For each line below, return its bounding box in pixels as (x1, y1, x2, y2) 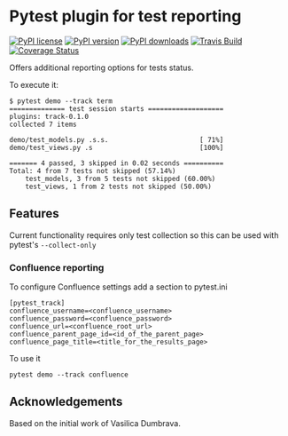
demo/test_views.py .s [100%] (9, 143, 224, 152)
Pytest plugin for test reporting (9, 6, 242, 27)
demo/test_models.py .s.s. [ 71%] (9, 135, 224, 144)
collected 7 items (9, 120, 77, 129)
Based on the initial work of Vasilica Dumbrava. (9, 417, 182, 428)
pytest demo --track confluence (9, 370, 128, 379)
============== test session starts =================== (9, 104, 224, 113)
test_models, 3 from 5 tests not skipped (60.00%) (25, 174, 216, 183)
